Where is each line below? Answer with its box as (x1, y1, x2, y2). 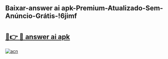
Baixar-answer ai (5, 4, 60, 12)
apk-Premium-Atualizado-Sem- (61, 4, 163, 12)
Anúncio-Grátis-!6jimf (5, 12, 77, 20)
